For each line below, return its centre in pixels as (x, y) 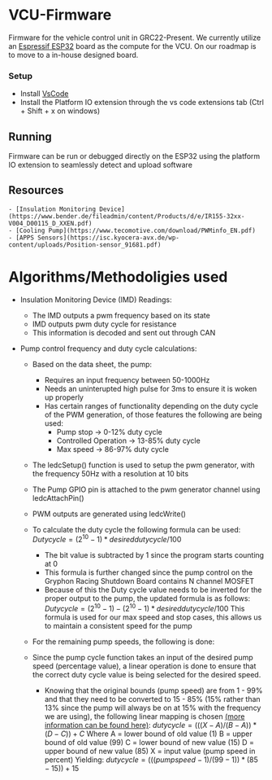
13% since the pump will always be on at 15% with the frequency (153, 708)
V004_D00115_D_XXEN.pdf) (50, 223)
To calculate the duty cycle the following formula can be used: (136, 529)
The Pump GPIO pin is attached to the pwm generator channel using (146, 489)
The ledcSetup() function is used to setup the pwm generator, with (144, 465)
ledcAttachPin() (58, 497)
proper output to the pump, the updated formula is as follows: (147, 598)
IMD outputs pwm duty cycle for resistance (104, 324)
